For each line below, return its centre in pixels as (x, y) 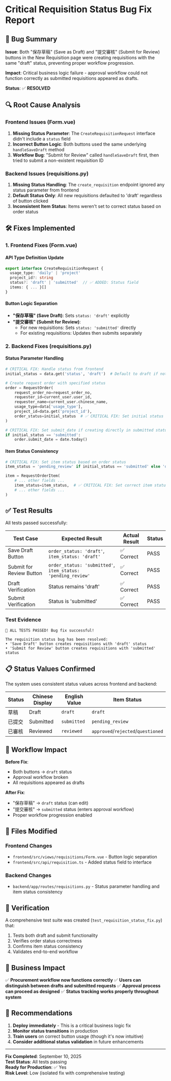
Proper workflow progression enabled (52, 815)
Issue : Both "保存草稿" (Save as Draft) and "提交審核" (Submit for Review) (83, 52)
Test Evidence (23, 620)
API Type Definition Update (35, 257)
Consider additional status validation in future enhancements (78, 1042)
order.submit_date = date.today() (51, 440)
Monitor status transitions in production (55, 1031)
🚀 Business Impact (35, 968)
